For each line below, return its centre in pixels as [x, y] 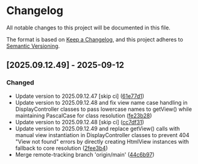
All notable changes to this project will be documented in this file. [89, 28]
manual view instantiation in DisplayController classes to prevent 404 [102, 135]
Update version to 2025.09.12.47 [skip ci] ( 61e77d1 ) [80, 96]
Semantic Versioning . [33, 46]
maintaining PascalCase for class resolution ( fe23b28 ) [83, 115]
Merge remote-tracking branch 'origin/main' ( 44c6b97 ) [85, 154]
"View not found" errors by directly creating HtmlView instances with [102, 141]
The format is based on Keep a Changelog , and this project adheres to [95, 39]
